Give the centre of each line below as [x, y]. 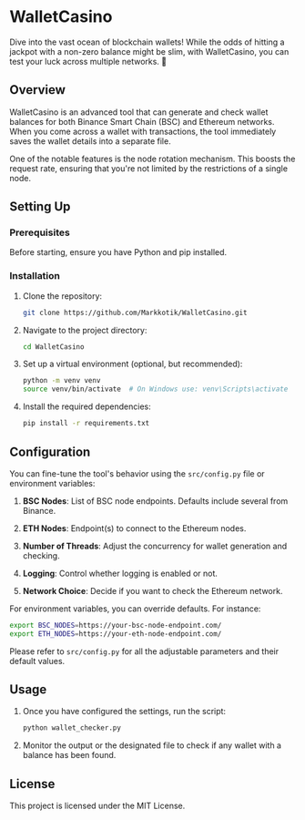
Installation [35, 276]
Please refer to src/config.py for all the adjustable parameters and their [144, 651]
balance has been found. [69, 755]
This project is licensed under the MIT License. [97, 806]
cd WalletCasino [53, 347]
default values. [37, 661]
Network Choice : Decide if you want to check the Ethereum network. [152, 590]
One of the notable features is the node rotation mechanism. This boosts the [152, 159]
